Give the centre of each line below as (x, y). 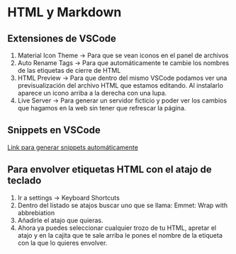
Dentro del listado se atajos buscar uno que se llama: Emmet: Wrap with (123, 205)
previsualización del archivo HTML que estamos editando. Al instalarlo (120, 85)
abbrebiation (36, 212)
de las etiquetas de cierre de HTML (69, 70)
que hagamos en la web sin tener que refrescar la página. (102, 108)
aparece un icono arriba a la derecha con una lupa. (92, 93)
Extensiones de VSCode (62, 39)
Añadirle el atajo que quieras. (61, 220)
